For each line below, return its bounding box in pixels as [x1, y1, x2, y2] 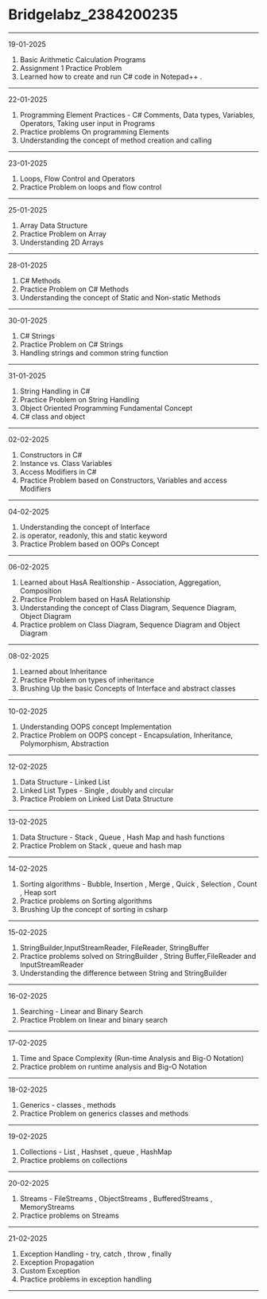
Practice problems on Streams [19, 1211, 119, 1220]
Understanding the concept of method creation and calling [19, 135, 212, 145]
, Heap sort [19, 887, 57, 897]
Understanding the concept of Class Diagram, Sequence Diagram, [19, 603, 237, 612]
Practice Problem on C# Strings [19, 339, 123, 349]
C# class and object [19, 412, 86, 421]
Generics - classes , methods [19, 1100, 117, 1109]
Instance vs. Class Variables [19, 458, 113, 468]
